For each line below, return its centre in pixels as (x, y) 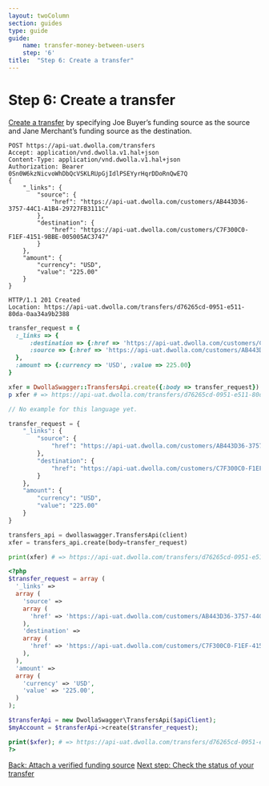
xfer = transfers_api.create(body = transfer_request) (98, 542)
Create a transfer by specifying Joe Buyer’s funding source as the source (129, 122)
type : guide (28, 30)
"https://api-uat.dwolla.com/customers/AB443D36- (164, 201)
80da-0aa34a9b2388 (39, 314)
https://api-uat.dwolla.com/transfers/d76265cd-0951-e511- (145, 307)
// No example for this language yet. (73, 409)
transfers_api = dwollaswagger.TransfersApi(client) (98, 535)
